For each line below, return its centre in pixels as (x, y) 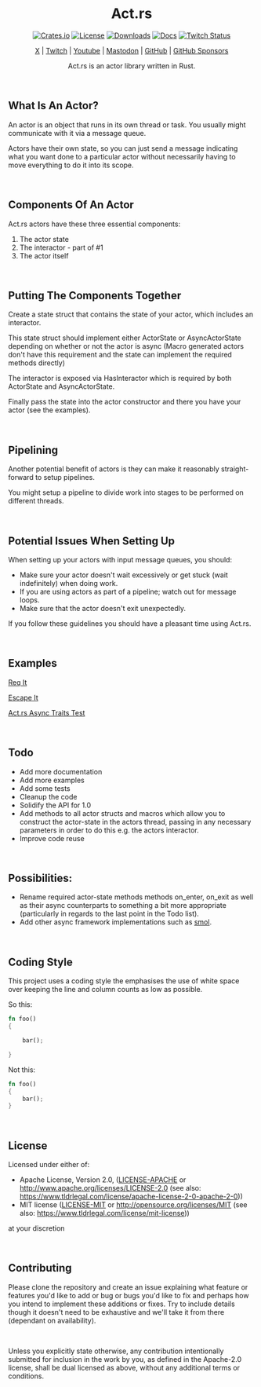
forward (21, 478)
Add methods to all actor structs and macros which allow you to (122, 813)
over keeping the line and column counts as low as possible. (105, 990)
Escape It (24, 697)
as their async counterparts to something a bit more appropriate (123, 906)
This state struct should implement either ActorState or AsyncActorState (125, 338)
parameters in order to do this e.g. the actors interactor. (109, 830)
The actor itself (44, 255)
